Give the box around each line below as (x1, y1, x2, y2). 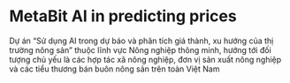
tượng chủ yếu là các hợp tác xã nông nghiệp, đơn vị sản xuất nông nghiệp (9, 54, 282, 64)
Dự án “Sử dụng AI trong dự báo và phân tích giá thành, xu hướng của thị (9, 35, 274, 46)
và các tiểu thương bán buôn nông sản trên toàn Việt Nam (9, 64, 220, 74)
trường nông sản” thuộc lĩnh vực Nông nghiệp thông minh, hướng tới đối (9, 44, 271, 55)
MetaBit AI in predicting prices (9, 6, 237, 26)
